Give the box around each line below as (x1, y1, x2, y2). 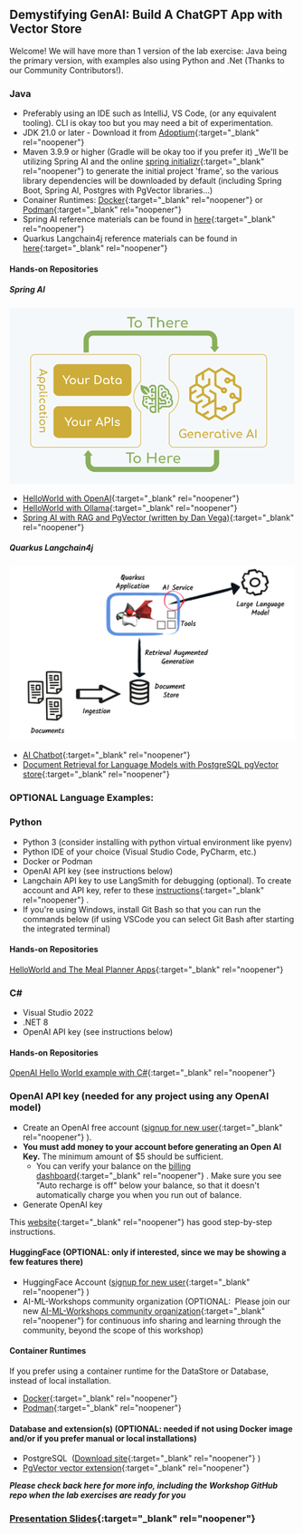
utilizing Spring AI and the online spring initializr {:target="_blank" (22, 156, 265, 167)
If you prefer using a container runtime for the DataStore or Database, (9, 1365, 270, 1376)
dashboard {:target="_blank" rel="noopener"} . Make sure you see (35, 1170, 282, 1181)
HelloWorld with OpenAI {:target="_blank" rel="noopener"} (22, 493, 240, 504)
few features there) (9, 1257, 84, 1268)
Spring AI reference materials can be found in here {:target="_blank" (22, 214, 276, 225)
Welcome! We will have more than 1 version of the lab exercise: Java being (9, 45, 288, 56)
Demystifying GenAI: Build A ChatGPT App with (9, 7, 283, 23)
